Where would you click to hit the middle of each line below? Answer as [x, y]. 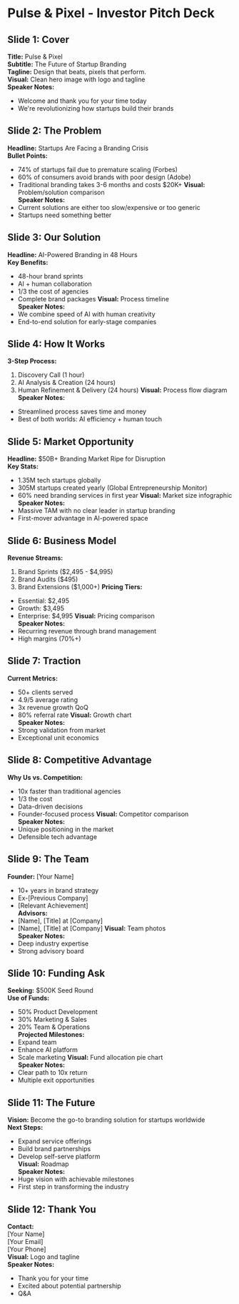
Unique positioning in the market [66, 829]
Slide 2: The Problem [55, 131]
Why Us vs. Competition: [45, 777]
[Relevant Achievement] [53, 906]
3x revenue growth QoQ [53, 707]
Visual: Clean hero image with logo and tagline [76, 79]
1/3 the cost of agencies [53, 291]
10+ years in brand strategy [58, 890]
